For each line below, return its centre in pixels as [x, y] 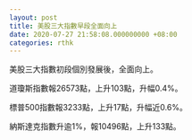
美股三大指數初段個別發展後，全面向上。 [83, 69]
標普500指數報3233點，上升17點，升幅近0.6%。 [98, 108]
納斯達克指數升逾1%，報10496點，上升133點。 [95, 127]
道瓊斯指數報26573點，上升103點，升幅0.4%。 [96, 88]
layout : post [33, 17]
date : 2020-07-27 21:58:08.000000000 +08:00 [93, 34]
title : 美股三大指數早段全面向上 [63, 26]
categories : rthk [42, 43]
